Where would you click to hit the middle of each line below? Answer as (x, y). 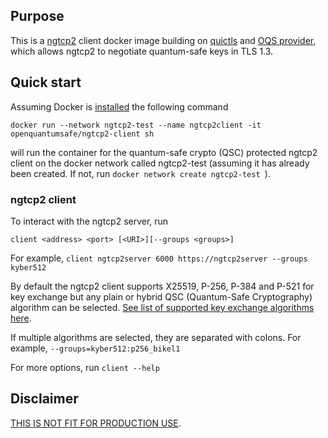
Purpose (37, 16)
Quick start (46, 82)
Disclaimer (44, 399)
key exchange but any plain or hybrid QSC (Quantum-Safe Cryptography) (161, 296)
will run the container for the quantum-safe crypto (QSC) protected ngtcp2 (164, 152)
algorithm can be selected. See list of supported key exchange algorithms (162, 307)
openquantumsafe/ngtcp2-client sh (82, 134)
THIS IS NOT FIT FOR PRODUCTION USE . (96, 423)
